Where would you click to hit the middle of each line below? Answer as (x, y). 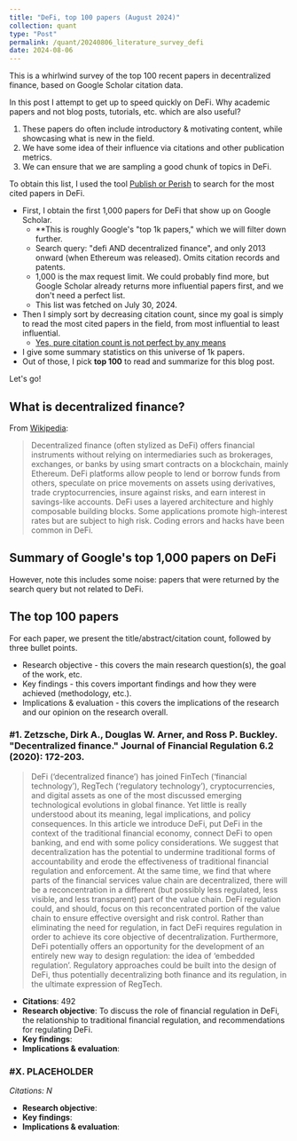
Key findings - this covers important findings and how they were (139, 684)
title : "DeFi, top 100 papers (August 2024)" (94, 17)
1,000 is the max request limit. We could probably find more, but (152, 277)
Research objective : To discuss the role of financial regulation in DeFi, (151, 1010)
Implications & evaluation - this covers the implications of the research (150, 702)
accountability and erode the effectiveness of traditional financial (149, 861)
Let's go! (25, 379)
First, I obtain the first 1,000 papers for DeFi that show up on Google (146, 210)
